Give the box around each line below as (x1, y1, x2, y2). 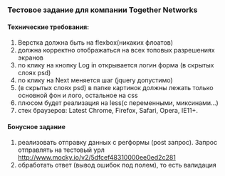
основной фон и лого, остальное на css (17, 91, 138, 100)
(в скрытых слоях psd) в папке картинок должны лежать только (17, 84, 214, 92)
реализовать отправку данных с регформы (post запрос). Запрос (17, 138, 218, 147)
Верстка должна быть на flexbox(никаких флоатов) (17, 38, 173, 47)
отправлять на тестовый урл (17, 145, 105, 154)
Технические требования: (7, 23, 90, 31)
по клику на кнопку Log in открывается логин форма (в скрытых (17, 61, 214, 70)
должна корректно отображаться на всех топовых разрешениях (17, 46, 215, 55)
